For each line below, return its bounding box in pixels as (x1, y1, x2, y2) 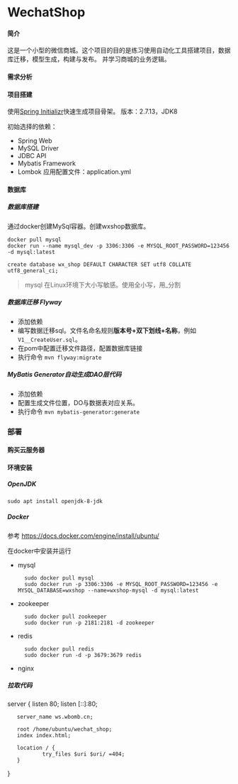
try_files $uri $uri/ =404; (42, 750, 125, 758)
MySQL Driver (17, 144, 59, 153)
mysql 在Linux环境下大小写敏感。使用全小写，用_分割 (24, 280, 181, 289)
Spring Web (17, 136, 52, 145)
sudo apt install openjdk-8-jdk (7, 497, 103, 504)
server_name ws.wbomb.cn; (16, 713, 93, 720)
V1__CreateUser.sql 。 (17, 335, 81, 343)
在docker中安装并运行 (7, 546, 72, 555)
